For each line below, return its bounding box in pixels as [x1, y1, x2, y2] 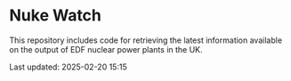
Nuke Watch [9, 5, 102, 26]
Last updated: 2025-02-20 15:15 [9, 61, 127, 72]
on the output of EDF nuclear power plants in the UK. [9, 44, 203, 54]
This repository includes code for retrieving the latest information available [9, 35, 283, 45]
